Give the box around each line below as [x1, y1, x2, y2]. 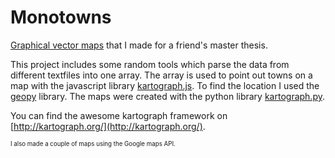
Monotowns [10, 6, 112, 29]
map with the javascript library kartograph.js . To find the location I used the [10, 79, 320, 91]
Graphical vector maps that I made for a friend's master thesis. [10, 39, 268, 51]
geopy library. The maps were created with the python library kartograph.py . [10, 90, 325, 102]
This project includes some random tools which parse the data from [10, 58, 290, 70]
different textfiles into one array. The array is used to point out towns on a [10, 69, 313, 81]
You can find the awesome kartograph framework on [10, 109, 228, 121]
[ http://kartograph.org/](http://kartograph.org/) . [10, 120, 206, 132]
